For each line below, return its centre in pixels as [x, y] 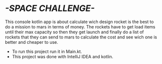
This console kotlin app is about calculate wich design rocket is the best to [80, 22]
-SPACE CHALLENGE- [50, 8]
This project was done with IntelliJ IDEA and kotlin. [63, 56]
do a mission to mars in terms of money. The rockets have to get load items [80, 26]
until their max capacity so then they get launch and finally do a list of [74, 32]
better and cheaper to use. [32, 42]
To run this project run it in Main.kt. [47, 51]
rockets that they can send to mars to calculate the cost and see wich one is [81, 37]
